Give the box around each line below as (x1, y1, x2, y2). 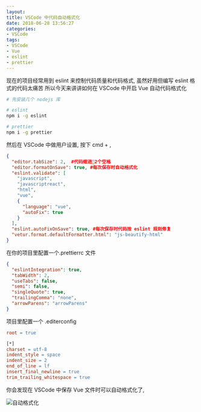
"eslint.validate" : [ (11, 170, 66, 176)
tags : (6, 37, 20, 43)
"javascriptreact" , (17, 181, 66, 187)
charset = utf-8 (6, 346, 47, 352)
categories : (6, 25, 36, 32)
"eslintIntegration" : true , (11, 266, 83, 272)
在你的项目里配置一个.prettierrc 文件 (6, 249, 96, 256)
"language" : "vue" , (22, 204, 71, 210)
